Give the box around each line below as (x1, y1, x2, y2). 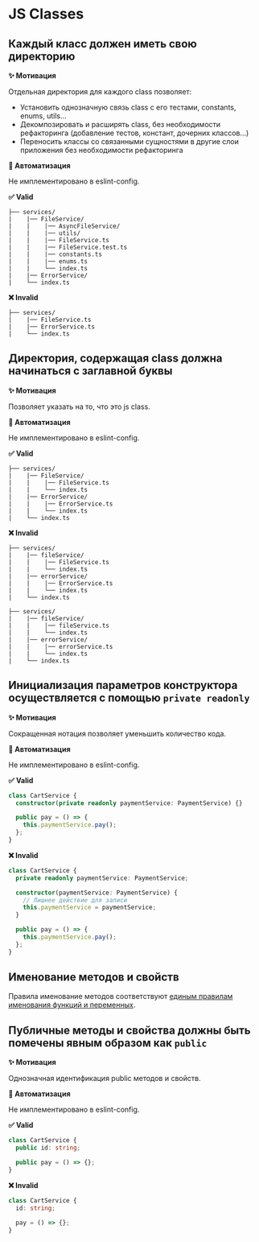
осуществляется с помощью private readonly (8, 691, 250, 705)
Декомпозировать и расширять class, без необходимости (19, 120, 221, 129)
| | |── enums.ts (8, 258, 88, 266)
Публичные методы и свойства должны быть (8, 1023, 251, 1037)
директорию (8, 49, 76, 63)
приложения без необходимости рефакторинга (19, 146, 183, 155)
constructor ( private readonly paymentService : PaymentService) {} (15, 798, 243, 807)
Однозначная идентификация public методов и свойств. (8, 1074, 201, 1083)
